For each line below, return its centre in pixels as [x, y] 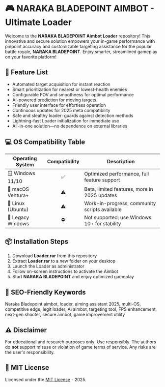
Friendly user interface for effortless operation [59, 105]
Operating [25, 158]
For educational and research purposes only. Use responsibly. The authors [81, 342]
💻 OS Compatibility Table [45, 142]
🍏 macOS [18, 189]
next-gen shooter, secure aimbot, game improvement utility [65, 315]
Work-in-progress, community [120, 203]
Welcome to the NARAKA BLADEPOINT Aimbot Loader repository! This [78, 36]
